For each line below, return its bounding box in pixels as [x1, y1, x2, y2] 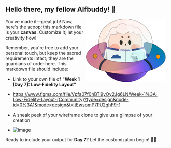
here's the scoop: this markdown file [5, 24, 82, 30]
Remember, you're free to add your [5, 44, 79, 51]
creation [12, 117, 31, 123]
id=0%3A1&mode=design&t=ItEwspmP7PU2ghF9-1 [12, 102, 121, 108]
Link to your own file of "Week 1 [12, 76, 80, 82]
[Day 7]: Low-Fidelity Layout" [12, 81, 77, 87]
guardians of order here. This [5, 60, 67, 66]
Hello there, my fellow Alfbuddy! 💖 [5, 5, 116, 14]
